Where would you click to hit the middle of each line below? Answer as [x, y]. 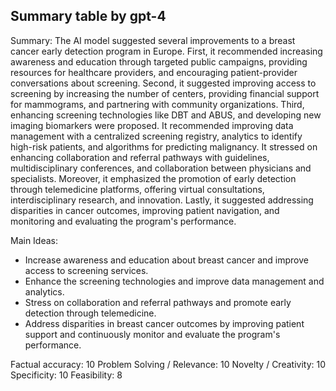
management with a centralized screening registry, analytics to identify [156, 136]
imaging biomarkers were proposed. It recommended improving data [152, 125]
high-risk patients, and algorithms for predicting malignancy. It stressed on [164, 146]
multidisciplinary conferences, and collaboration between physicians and [161, 168]
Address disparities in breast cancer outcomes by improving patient [164, 323]
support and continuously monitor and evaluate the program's [152, 334]
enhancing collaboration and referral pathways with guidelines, [140, 157]
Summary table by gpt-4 [88, 16]
